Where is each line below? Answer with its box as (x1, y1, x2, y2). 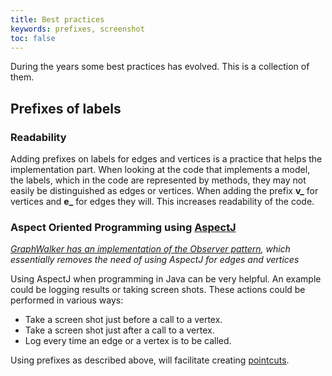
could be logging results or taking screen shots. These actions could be (10, 284, 306, 296)
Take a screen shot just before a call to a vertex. (24, 314, 223, 326)
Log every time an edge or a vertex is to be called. (24, 335, 232, 347)
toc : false (10, 33, 56, 43)
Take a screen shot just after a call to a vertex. (24, 324, 215, 336)
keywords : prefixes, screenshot (10, 24, 145, 34)
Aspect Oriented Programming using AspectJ (10, 220, 237, 234)
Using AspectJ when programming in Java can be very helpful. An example (10, 273, 322, 285)
